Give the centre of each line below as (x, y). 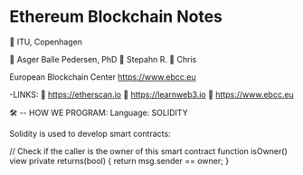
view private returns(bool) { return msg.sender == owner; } (119, 160)
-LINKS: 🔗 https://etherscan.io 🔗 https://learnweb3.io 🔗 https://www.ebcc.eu (151, 94)
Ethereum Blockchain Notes (116, 17)
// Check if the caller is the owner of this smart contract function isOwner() (148, 151)
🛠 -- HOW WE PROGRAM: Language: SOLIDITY (99, 112)
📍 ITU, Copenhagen (46, 42)
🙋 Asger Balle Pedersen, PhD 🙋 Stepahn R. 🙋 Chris (103, 59)
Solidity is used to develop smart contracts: (90, 133)
